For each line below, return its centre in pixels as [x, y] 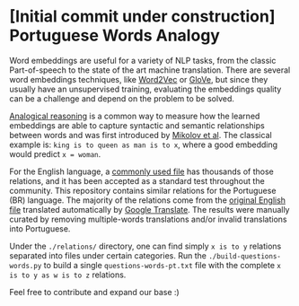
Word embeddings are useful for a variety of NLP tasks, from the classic [143, 60]
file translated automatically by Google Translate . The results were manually [149, 209]
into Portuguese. [40, 228]
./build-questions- [244, 256]
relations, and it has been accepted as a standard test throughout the [137, 180]
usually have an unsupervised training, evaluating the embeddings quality [145, 89]
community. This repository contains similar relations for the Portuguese [143, 190]
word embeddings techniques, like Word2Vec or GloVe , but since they [139, 79]
